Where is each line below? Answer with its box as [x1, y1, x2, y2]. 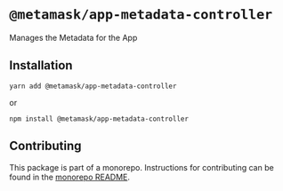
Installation [9, 58, 73, 73]
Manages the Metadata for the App [9, 32, 138, 43]
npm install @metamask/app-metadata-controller [9, 114, 190, 123]
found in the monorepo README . [9, 171, 131, 182]
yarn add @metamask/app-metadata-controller [9, 82, 177, 91]
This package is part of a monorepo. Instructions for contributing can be [9, 162, 274, 172]
